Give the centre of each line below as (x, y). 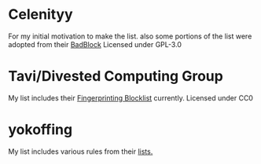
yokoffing (40, 130)
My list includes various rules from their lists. (81, 151)
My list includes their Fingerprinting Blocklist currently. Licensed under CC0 (131, 98)
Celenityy (40, 15)
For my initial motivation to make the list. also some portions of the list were (130, 36)
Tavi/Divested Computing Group (116, 77)
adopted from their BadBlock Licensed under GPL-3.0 (95, 44)
